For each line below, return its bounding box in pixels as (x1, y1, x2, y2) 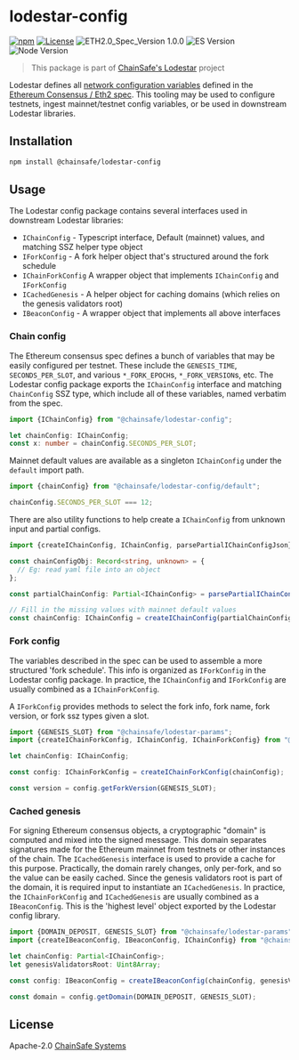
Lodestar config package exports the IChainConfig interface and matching (9, 378, 282, 389)
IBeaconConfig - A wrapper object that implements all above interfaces (21, 308, 281, 319)
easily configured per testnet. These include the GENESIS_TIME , (9, 360, 238, 370)
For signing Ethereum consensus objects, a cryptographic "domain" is (9, 825, 266, 836)
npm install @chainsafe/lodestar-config (9, 158, 162, 166)
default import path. (9, 465, 85, 475)
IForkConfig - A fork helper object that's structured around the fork (21, 251, 270, 262)
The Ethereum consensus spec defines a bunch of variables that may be (9, 350, 276, 361)
